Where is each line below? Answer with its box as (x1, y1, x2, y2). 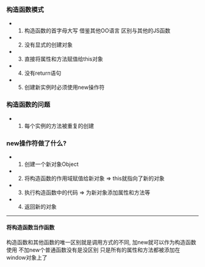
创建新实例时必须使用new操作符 (24, 84, 105, 91)
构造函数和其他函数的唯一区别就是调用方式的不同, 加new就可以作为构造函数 (6, 239, 196, 246)
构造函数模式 (6, 5, 45, 13)
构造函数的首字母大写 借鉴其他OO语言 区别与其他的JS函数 (24, 27, 171, 34)
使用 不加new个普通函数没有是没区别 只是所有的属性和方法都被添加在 (6, 246, 181, 254)
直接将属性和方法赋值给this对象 (24, 55, 104, 62)
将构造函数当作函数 (6, 224, 55, 231)
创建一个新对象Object (24, 160, 79, 168)
